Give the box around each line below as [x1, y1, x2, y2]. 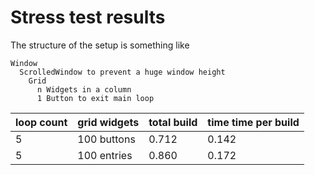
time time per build [207, 115, 300, 129]
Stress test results [10, 6, 166, 29]
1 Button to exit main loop [36, 93, 155, 103]
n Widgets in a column [36, 84, 132, 95]
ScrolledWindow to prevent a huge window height [19, 67, 226, 77]
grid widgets [77, 115, 140, 129]
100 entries [77, 148, 133, 162]
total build [148, 115, 198, 129]
